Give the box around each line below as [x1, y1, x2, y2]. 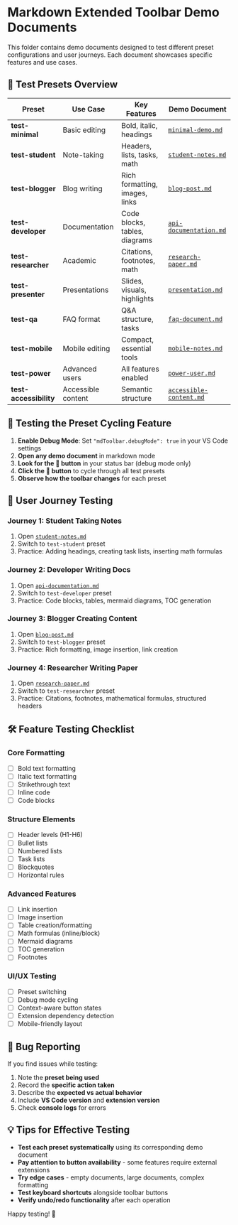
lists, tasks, [121, 150, 158, 160]
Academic [62, 255, 97, 265]
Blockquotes [17, 863, 55, 871]
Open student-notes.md [17, 532, 86, 541]
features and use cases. [7, 58, 78, 66]
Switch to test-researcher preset [17, 686, 115, 695]
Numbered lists [17, 846, 62, 855]
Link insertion [17, 905, 58, 914]
